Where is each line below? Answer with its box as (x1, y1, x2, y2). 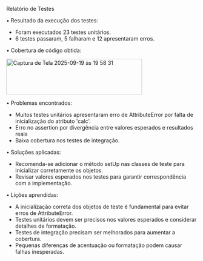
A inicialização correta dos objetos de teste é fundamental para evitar (15, 203, 189, 210)
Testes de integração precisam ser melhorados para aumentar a (15, 229, 176, 236)
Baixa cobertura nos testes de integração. (15, 137, 120, 144)
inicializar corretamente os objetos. (15, 167, 104, 174)
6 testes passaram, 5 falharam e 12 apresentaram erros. (15, 35, 155, 42)
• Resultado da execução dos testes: (6, 17, 99, 24)
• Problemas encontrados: (6, 99, 72, 107)
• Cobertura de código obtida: (6, 47, 82, 54)
